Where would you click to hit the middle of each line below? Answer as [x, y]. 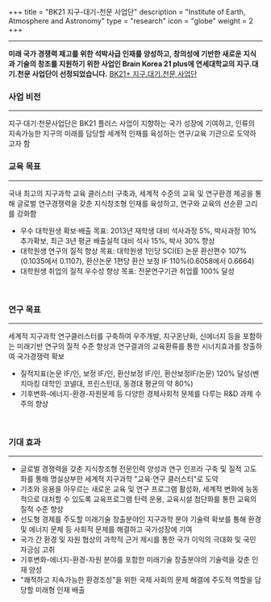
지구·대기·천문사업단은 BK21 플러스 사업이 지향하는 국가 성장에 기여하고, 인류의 [132, 123]
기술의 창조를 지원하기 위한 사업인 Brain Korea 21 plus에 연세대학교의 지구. [134, 64]
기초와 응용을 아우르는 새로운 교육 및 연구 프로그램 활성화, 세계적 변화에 [132, 489]
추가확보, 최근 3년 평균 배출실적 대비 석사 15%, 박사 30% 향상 [117, 240]
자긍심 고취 [38, 550]
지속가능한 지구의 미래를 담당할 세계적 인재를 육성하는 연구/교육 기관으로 [122, 134]
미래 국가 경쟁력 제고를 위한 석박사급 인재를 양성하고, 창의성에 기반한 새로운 [125, 54]
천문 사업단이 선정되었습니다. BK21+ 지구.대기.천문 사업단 [107, 74]
